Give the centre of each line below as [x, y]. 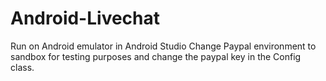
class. [22, 67]
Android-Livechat [85, 18]
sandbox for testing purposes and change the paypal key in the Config [156, 56]
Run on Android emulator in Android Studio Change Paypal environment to [163, 46]
